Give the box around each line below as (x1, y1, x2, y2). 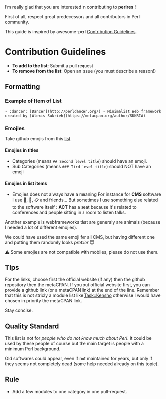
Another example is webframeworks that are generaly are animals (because (5, 219, 161, 225)
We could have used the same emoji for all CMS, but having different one (5, 234, 155, 240)
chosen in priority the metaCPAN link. (5, 298, 82, 304)
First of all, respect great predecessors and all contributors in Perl (5, 14, 140, 19)
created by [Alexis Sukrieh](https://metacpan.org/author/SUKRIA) (5, 113, 146, 118)
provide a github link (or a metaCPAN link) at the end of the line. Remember (5, 287, 159, 293)
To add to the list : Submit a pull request (12, 62, 93, 69)
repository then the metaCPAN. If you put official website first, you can (5, 282, 150, 288)
